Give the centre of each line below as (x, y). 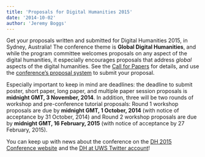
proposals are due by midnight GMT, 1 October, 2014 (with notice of (93, 111)
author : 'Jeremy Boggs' (37, 23)
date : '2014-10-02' (31, 18)
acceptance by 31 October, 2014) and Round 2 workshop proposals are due (102, 117)
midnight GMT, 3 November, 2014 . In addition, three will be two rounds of (100, 97)
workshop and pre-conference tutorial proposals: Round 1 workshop (92, 104)
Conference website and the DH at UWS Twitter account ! (78, 148)
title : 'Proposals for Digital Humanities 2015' (69, 12)
